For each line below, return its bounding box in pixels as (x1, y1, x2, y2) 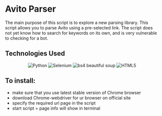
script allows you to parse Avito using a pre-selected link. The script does (5, 24, 153, 30)
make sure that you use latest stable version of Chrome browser (12, 90, 142, 95)
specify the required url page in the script (12, 100, 96, 106)
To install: (5, 77, 36, 85)
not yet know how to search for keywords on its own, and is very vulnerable (5, 30, 157, 36)
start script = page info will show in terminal (12, 105, 101, 111)
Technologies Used (5, 49, 65, 58)
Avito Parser (5, 3, 56, 15)
